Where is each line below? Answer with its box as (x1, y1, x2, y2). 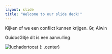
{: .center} (39, 44, 60, 50)
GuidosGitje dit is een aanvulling (5, 35, 70, 40)
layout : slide (5, 7, 34, 12)
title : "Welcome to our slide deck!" (5, 12, 83, 17)
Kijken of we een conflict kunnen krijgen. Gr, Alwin (5, 25, 107, 31)
